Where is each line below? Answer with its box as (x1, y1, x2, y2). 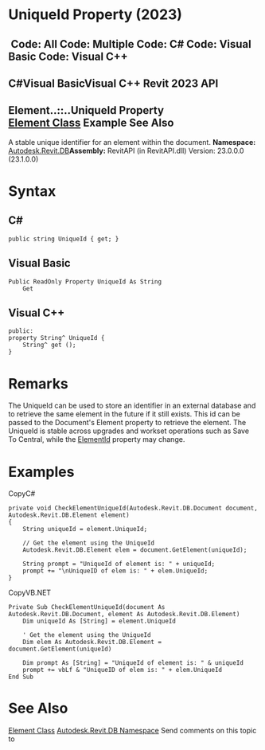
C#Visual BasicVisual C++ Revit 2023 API (8, 76, 219, 90)
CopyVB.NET (8, 588, 52, 598)
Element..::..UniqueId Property (8, 104, 165, 117)
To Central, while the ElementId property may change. (8, 435, 185, 444)
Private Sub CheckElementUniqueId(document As (8, 604, 166, 611)
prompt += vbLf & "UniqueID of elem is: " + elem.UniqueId (22, 666, 223, 674)
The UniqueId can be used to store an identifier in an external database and (8, 400, 256, 411)
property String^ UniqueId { (8, 334, 105, 342)
